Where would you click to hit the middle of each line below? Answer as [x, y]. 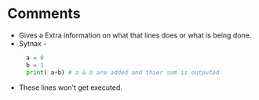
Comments [44, 14]
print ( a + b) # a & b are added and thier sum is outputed [123, 72]
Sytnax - [33, 43]
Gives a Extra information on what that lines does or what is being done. [135, 35]
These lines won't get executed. [70, 87]
